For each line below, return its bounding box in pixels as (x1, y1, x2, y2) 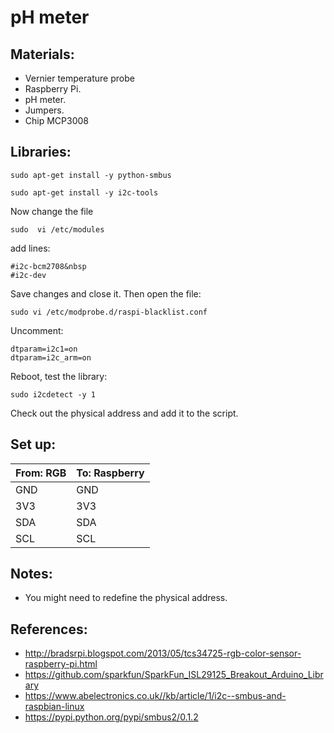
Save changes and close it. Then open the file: (10, 287, 202, 300)
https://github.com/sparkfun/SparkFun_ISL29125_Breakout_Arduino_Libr (24, 669, 324, 681)
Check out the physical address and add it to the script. (10, 407, 239, 419)
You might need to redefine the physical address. (24, 592, 228, 604)
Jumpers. (24, 104, 65, 116)
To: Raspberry (76, 466, 145, 480)
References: (10, 621, 88, 638)
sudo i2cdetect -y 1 (10, 389, 97, 400)
